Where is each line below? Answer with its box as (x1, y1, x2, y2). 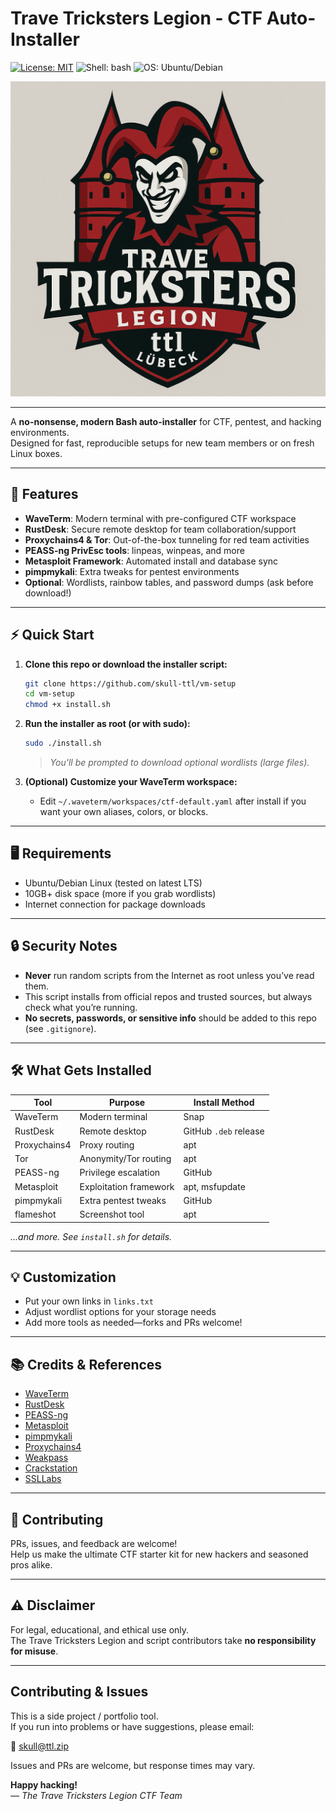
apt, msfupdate (183, 1180, 246, 1192)
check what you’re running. (24, 1001, 138, 1013)
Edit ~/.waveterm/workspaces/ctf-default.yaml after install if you (39, 795, 307, 807)
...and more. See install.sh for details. (10, 1230, 173, 1242)
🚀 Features (10, 486, 79, 503)
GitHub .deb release (183, 1125, 265, 1137)
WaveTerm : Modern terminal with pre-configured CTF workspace (24, 512, 297, 524)
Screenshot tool (79, 1208, 145, 1220)
